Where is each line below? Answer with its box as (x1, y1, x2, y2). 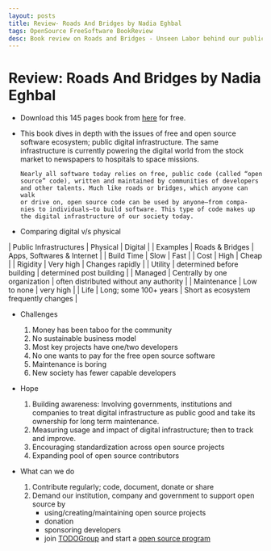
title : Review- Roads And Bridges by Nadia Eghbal (8, 19, 182, 27)
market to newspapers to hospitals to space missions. (19, 154, 199, 164)
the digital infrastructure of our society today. (19, 212, 194, 221)
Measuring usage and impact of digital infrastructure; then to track (31, 425, 254, 435)
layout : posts (8, 11, 56, 20)
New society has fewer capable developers (31, 368, 177, 378)
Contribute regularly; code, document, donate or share (31, 482, 215, 492)
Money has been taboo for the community (31, 325, 172, 335)
